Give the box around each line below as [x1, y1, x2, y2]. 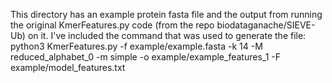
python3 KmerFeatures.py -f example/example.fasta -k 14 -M [10, 40, 263, 52]
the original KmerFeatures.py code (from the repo [10, 19, 215, 31]
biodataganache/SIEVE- [216, 19, 316, 31]
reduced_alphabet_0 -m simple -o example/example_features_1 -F [10, 51, 281, 63]
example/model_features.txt [10, 62, 126, 73]
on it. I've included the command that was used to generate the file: [27, 30, 307, 41]
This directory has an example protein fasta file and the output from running [10, 9, 323, 20]
